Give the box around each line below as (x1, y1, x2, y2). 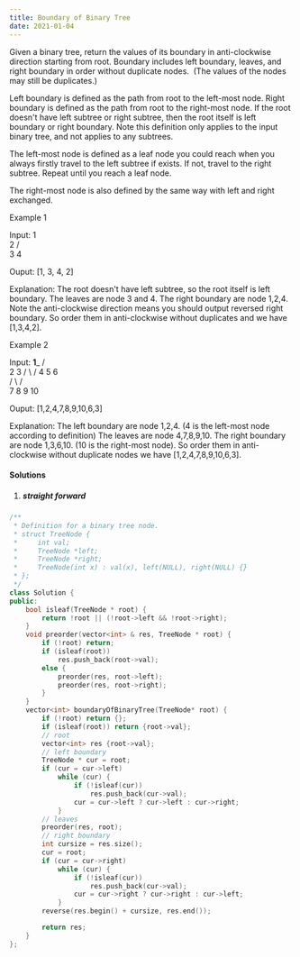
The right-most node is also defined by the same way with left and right (9, 185, 275, 196)
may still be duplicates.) (9, 75, 97, 86)
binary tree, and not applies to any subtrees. (9, 131, 174, 141)
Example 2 (9, 339, 49, 350)
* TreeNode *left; (13, 546, 99, 555)
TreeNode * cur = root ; (41, 756, 131, 765)
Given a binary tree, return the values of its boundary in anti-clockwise (9, 46, 272, 57)
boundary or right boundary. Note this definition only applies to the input (9, 121, 278, 132)
